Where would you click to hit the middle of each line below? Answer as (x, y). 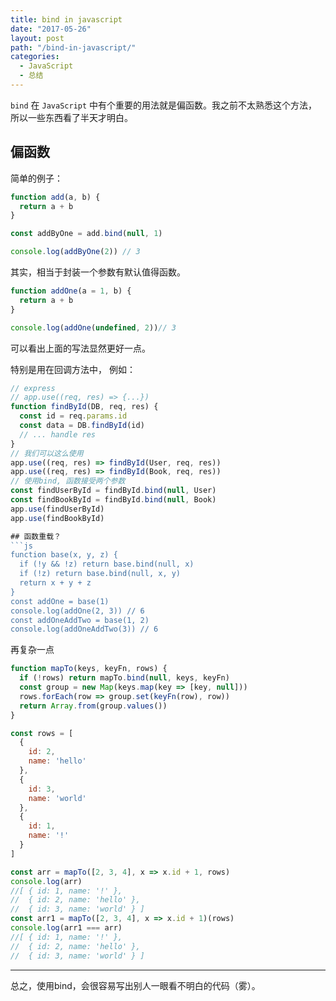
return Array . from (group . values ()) (93, 706)
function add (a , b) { (55, 197)
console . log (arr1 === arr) (66, 928)
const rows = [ (42, 733)
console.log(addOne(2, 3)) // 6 (77, 611)
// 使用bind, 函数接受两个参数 (68, 481)
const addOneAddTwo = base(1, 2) (80, 620)
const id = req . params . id (73, 416)
